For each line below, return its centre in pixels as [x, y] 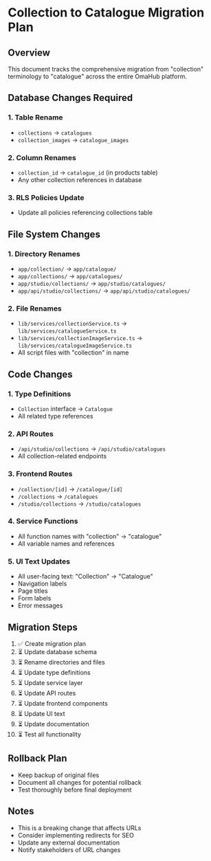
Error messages [40, 605]
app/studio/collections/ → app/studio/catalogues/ [92, 283]
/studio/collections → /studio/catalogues [79, 504]
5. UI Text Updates [39, 561]
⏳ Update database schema [57, 651]
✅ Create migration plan [52, 643]
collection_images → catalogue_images [73, 139]
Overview [29, 53]
